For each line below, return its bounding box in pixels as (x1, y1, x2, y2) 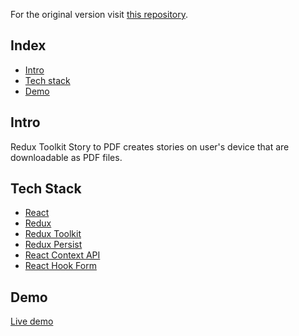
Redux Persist (24, 239, 83, 251)
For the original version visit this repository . (10, 9, 189, 20)
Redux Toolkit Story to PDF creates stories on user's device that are (10, 140, 290, 153)
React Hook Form (24, 260, 97, 272)
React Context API (24, 249, 101, 261)
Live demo (10, 315, 54, 328)
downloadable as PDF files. (10, 151, 123, 163)
